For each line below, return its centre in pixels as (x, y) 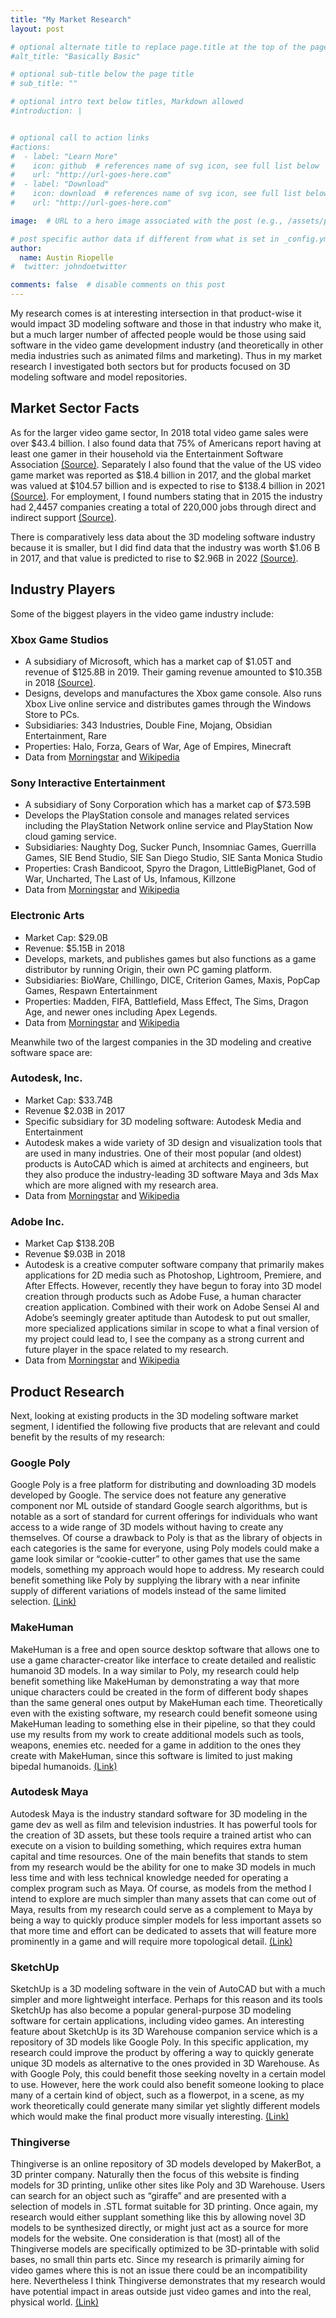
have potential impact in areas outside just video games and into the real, (161, 2292)
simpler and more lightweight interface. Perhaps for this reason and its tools (166, 2000)
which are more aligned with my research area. (121, 1185)
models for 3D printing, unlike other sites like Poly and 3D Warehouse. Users (168, 2185)
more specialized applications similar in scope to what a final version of (172, 1328)
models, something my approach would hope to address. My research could (167, 1570)
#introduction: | (46, 111)
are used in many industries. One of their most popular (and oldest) (163, 1153)
